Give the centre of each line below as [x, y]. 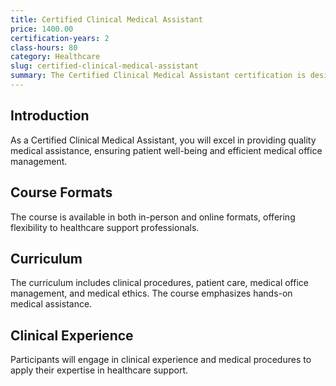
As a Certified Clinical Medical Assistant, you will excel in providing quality [163, 140]
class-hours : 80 [44, 47]
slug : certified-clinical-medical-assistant [104, 66]
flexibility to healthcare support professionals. [105, 227]
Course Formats [61, 192]
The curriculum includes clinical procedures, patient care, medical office [159, 283]
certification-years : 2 [60, 38]
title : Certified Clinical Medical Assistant [106, 19]
